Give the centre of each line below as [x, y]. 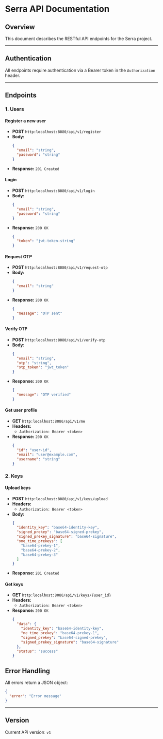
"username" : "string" [39, 459]
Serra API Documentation [57, 9]
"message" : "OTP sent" [40, 313]
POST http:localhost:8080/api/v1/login [53, 190]
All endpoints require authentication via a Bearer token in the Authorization [80, 70]
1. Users [15, 109]
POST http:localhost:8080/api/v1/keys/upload [60, 498]
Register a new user [25, 121]
